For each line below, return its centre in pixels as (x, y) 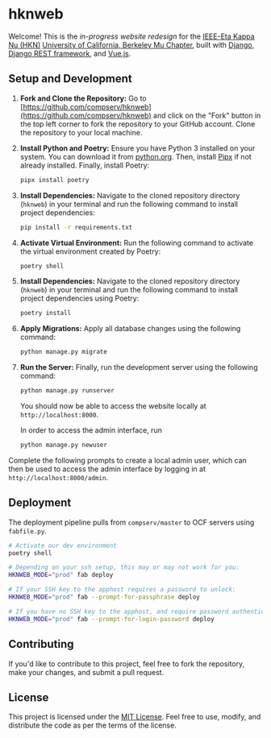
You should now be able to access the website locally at (113, 406)
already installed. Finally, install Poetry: (85, 165)
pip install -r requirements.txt (76, 227)
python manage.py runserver (67, 391)
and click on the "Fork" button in (207, 115)
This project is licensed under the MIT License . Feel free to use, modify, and (135, 717)
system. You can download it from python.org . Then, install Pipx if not (135, 156)
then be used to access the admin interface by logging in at (107, 469)
